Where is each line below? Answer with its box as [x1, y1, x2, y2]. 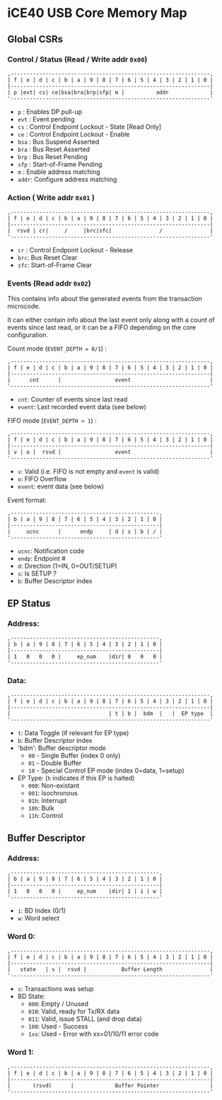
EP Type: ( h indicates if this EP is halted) [17, 774, 135, 783]
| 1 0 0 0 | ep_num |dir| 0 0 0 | [7, 653, 163, 660]
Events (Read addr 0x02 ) [7, 279, 91, 288]
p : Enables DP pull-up [17, 107, 83, 116]
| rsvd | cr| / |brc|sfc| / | [7, 228, 214, 235]
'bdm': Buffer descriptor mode [17, 744, 106, 752]
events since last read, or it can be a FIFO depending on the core [7, 323, 197, 332]
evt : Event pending [17, 115, 75, 123]
